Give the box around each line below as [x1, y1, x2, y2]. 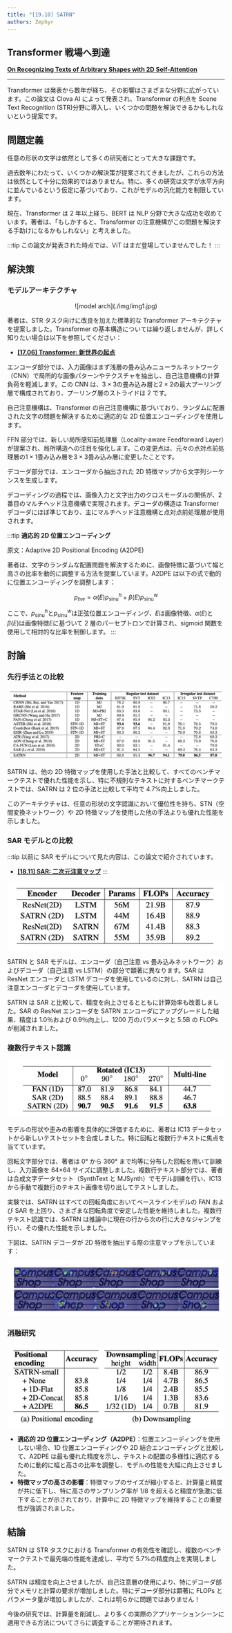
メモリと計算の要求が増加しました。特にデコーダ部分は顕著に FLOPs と [19, 1587, 223, 1595]
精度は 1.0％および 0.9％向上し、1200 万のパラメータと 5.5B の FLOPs [19, 1016, 219, 1024]
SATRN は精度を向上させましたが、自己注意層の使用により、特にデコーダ [7, 1578, 216, 1586]
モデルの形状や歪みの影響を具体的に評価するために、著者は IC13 [7, 1125, 191, 1133]
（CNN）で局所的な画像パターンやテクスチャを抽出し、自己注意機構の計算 [7, 371, 220, 379]
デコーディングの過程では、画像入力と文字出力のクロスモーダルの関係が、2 [7, 491, 222, 499]
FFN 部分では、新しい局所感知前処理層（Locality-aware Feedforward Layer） [7, 435, 224, 444]
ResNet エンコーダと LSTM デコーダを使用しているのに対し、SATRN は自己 [7, 975, 222, 983]
